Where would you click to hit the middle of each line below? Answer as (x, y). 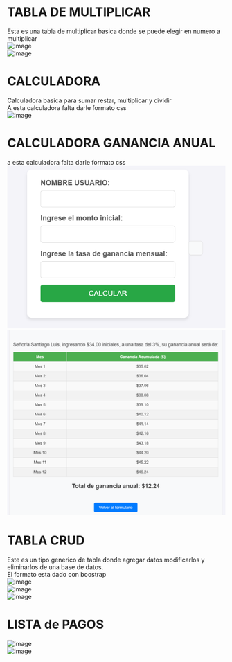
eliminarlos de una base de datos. (55, 567)
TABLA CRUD (46, 540)
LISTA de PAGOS (55, 625)
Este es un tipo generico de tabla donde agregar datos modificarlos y (106, 560)
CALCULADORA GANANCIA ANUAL (111, 143)
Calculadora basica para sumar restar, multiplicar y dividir (89, 100)
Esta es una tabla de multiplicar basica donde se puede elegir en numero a (114, 31)
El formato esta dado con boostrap (57, 574)
